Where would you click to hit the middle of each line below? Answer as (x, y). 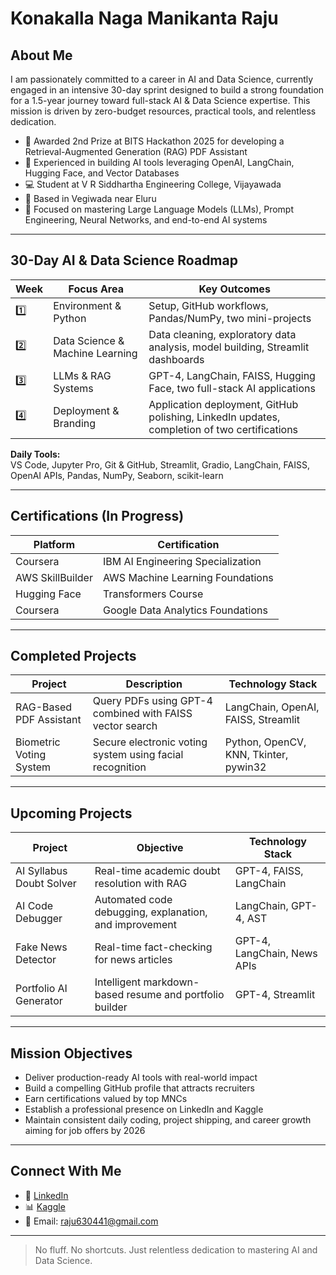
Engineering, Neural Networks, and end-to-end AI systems (146, 220)
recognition (119, 767)
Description (154, 684)
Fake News (41, 947)
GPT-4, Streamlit (275, 995)
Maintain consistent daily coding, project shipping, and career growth (168, 1120)
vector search (125, 726)
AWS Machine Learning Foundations (188, 577)
